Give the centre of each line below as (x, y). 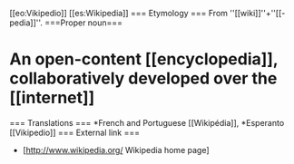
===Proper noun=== (83, 23)
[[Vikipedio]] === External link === (75, 132)
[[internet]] (52, 98)
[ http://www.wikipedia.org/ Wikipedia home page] (116, 150)
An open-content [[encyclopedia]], (144, 59)
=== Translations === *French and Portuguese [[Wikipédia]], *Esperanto (147, 122)
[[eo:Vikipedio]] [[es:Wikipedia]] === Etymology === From (119, 13)
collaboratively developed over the (143, 78)
